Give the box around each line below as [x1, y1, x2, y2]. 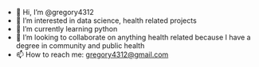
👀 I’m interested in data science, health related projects [15, 16, 197, 25]
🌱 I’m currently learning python [15, 24, 118, 33]
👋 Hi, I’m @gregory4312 [15, 8, 94, 17]
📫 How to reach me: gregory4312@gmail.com [15, 50, 169, 59]
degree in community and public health [15, 41, 145, 50]
